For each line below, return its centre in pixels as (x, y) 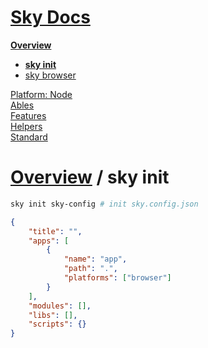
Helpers (26, 126)
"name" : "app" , (95, 259)
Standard (29, 137)
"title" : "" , (55, 231)
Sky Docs (50, 17)
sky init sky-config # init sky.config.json (104, 204)
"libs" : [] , (53, 315)
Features (28, 115)
